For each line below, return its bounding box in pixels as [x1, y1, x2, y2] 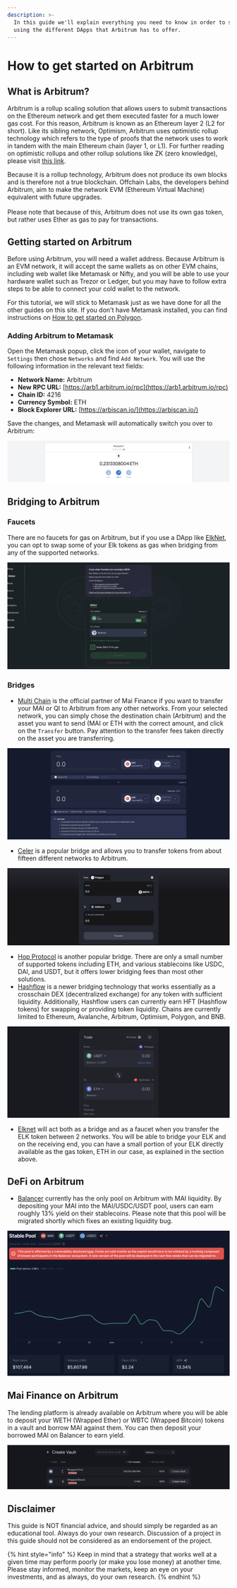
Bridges [7, 680, 35, 690]
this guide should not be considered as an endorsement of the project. [7, 1536, 212, 1545]
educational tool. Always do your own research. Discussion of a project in [7, 1529, 221, 1538]
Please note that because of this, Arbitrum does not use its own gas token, [7, 208, 224, 217]
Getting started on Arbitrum [7, 236, 133, 248]
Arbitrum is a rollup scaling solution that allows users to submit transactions [7, 104, 227, 113]
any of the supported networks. [7, 548, 99, 557]
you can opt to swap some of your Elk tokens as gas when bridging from [7, 541, 219, 549]
